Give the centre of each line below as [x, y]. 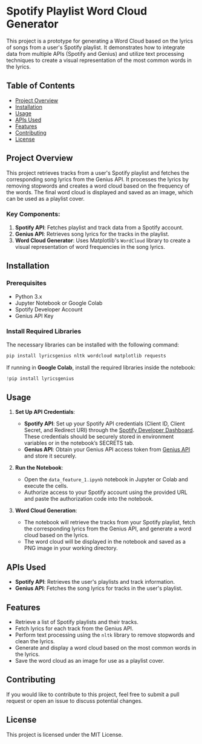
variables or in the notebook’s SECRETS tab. [79, 443]
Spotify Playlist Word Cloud [77, 11]
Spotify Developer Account [49, 309]
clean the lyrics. [35, 641]
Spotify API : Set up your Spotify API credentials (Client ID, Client [105, 424]
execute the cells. [46, 486]
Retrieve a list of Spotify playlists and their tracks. [77, 622]
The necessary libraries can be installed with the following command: [93, 345]
